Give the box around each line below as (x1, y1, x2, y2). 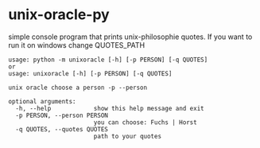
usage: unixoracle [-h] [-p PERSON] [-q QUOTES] (8, 69, 173, 77)
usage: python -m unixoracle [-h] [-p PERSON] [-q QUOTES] (8, 56, 208, 64)
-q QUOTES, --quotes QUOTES (15, 125, 109, 133)
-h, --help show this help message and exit (15, 104, 204, 112)
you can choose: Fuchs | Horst (93, 118, 197, 127)
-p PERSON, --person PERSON (15, 111, 109, 119)
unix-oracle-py (8, 6, 110, 24)
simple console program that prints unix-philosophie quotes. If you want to (8, 32, 253, 41)
